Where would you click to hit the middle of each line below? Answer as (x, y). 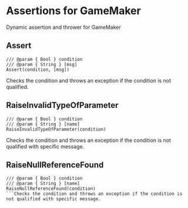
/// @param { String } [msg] (42, 64)
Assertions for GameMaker (73, 11)
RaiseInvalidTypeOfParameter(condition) (56, 129)
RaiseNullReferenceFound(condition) (51, 189)
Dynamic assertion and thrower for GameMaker (64, 27)
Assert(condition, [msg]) (38, 70)
